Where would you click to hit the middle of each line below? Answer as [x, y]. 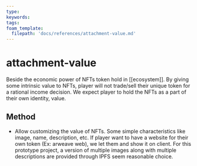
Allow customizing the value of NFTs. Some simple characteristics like [100, 131]
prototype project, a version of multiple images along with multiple [95, 150]
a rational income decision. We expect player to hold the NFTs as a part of [96, 92]
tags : [13, 23]
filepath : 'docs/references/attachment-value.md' [74, 34]
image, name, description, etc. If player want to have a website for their [101, 138]
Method [21, 117]
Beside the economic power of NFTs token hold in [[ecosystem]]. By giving [98, 79]
